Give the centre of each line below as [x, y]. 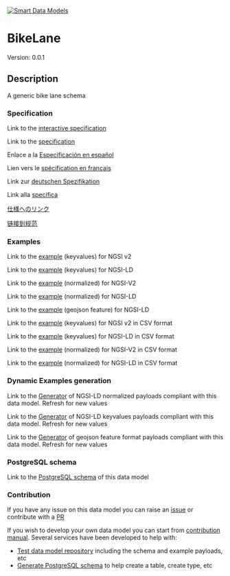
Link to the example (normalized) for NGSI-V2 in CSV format [92, 349]
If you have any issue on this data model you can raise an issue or [100, 510]
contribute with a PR [36, 517]
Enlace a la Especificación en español [61, 155]
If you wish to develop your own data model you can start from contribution [114, 530]
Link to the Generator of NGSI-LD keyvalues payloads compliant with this [111, 416]
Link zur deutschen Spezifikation [54, 181]
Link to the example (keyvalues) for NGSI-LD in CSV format [91, 336]
